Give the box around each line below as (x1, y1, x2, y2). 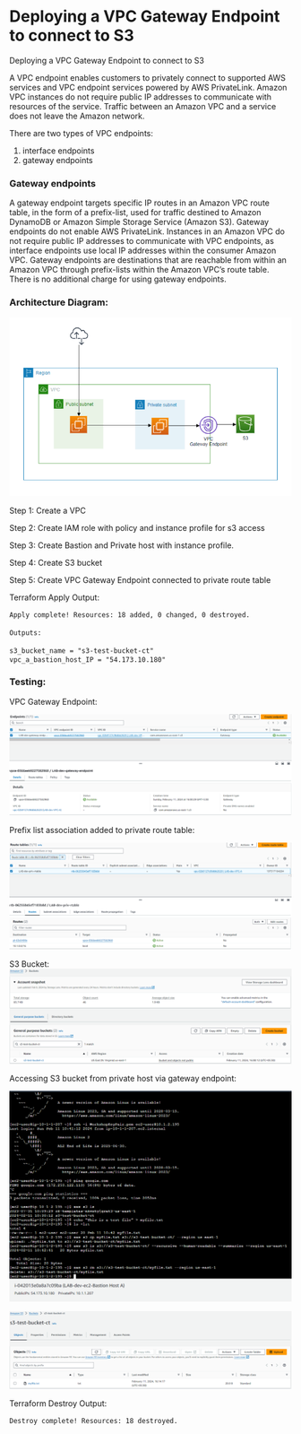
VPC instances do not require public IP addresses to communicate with (9, 91, 271, 102)
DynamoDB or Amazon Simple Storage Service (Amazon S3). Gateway (9, 217, 270, 228)
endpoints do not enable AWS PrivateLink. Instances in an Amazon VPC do (9, 226, 285, 237)
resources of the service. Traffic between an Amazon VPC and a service (9, 100, 277, 111)
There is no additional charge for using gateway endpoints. (9, 274, 227, 284)
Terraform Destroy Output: (9, 1398, 107, 1409)
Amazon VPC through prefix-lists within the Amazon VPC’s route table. (9, 265, 270, 275)
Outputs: (9, 628, 42, 638)
